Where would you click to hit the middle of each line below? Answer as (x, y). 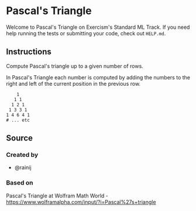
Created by (22, 155)
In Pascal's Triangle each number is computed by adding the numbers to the (98, 77)
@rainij (23, 168)
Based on (20, 183)
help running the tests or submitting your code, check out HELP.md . (86, 33)
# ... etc (18, 120)
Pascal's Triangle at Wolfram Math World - (57, 196)
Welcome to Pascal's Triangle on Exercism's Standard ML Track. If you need (98, 27)
